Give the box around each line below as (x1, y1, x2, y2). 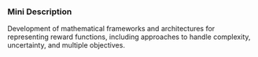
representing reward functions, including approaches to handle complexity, (7, 32, 251, 41)
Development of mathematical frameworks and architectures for (7, 24, 216, 34)
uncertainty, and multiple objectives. (7, 41, 125, 50)
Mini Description (7, 6, 72, 17)
